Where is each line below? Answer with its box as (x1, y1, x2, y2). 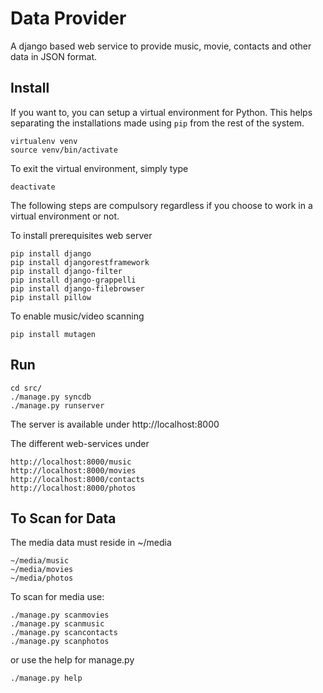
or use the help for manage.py (10, 654, 135, 666)
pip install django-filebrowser (10, 283, 145, 294)
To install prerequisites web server (10, 229, 153, 241)
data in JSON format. (10, 50, 98, 62)
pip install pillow (10, 292, 92, 302)
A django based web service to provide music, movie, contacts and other (10, 40, 312, 52)
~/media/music (10, 556, 70, 566)
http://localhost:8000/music (10, 457, 132, 467)
